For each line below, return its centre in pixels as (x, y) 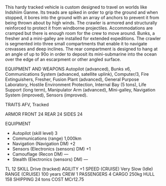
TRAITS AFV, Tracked (27, 105)
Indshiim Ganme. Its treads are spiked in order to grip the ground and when (82, 12)
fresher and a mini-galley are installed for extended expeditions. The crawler (83, 38)
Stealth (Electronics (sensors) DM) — (50, 159)
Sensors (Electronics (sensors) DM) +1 (51, 149)
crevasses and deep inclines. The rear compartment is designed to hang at (82, 49)
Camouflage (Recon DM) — (40, 154)
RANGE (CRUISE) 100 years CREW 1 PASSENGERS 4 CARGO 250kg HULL (80, 174)
